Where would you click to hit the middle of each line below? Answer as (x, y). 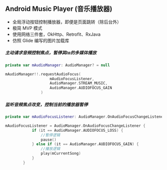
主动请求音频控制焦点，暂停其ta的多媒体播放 (51, 53)
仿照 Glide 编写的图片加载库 (41, 40)
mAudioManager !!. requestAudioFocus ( (43, 74)
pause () (48, 140)
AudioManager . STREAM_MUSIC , (79, 84)
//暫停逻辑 (50, 135)
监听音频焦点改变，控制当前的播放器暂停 (46, 104)
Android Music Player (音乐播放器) (59, 9)
